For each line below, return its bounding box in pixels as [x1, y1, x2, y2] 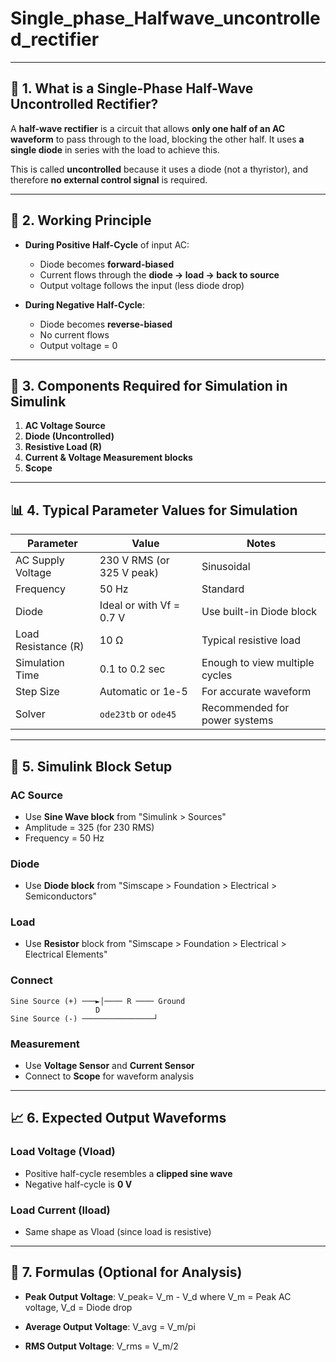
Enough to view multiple [201, 656, 315, 670]
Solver [15, 707, 46, 721]
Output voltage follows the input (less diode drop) [39, 279, 245, 291]
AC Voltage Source [24, 420, 106, 432]
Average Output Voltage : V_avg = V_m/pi [24, 1320, 196, 1332]
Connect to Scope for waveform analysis [24, 1070, 195, 1082]
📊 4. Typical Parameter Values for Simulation [10, 502, 298, 519]
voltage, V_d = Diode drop [24, 1301, 133, 1313]
